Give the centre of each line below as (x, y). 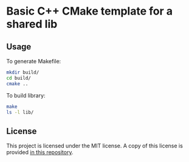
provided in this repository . (40, 152)
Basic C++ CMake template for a (90, 11)
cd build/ (19, 78)
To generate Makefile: (34, 61)
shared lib (32, 24)
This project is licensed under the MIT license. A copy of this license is (95, 146)
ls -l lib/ (20, 112)
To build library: (26, 95)
